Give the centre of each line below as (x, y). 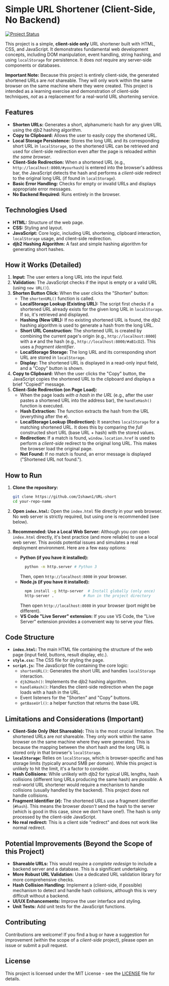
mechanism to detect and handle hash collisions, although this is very (84, 890)
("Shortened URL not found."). (51, 459)
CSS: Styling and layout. (38, 228)
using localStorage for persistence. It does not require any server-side (78, 60)
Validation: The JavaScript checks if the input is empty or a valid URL (85, 282)
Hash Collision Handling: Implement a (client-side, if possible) (77, 885)
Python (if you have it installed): (54, 557)
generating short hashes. (38, 249)
